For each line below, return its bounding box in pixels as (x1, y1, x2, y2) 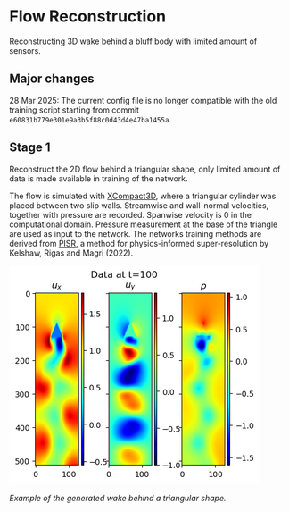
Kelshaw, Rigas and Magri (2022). (9, 248, 134, 258)
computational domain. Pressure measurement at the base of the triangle (9, 219, 278, 230)
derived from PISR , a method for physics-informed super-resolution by (9, 238, 269, 248)
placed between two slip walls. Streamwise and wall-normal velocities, (9, 199, 269, 211)
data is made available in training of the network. (9, 172, 189, 184)
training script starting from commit (9, 105, 140, 115)
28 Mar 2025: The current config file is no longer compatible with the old (9, 95, 277, 105)
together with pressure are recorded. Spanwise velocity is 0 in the (9, 209, 252, 220)
